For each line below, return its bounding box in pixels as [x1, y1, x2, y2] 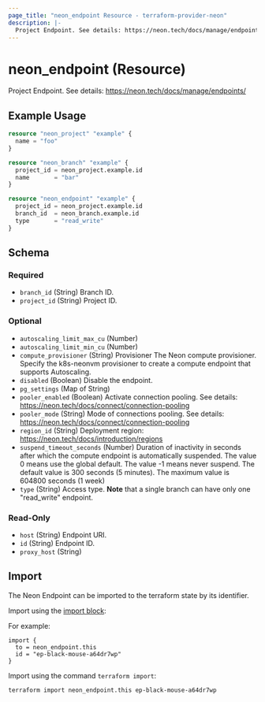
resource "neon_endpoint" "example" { [8, 195, 136, 203]
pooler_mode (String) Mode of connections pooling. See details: [19, 409, 225, 418]
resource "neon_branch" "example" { [8, 158, 129, 166]
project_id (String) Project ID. [19, 296, 118, 306]
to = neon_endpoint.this [15, 643, 97, 651]
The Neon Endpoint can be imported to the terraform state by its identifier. [8, 590, 250, 600]
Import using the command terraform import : [8, 670, 156, 680]
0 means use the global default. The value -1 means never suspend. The [19, 459, 255, 469]
